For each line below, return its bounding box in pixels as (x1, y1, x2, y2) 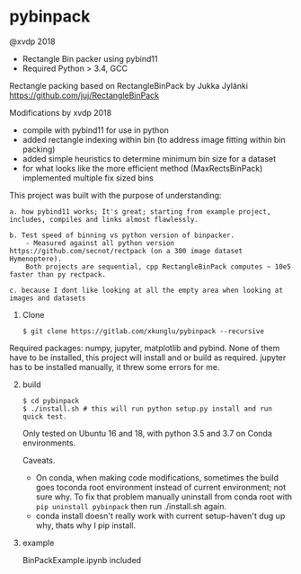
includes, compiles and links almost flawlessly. (9, 215, 199, 224)
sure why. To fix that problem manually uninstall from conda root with (35, 491, 293, 502)
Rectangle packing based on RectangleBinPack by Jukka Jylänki (9, 80, 249, 91)
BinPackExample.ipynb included (22, 554, 142, 565)
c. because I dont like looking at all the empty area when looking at (9, 286, 283, 295)
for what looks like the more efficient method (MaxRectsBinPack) (22, 163, 263, 173)
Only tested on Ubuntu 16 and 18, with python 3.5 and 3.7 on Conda (22, 428, 272, 438)
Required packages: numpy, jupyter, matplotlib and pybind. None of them (9, 342, 280, 353)
